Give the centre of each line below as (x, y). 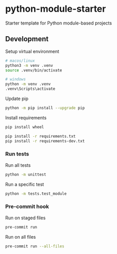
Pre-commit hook (27, 207)
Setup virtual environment (32, 51)
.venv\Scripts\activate (30, 89)
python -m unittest (26, 174)
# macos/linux (20, 61)
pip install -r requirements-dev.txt (45, 141)
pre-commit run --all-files (35, 246)
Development (27, 39)
